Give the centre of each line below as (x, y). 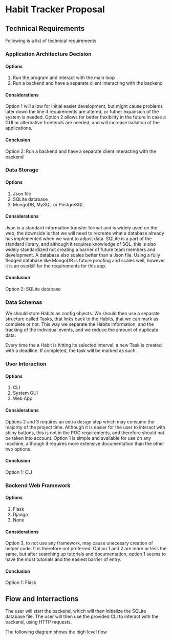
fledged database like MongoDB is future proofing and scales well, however (85, 260)
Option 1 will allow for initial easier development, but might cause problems (84, 106)
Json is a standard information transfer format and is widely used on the (81, 227)
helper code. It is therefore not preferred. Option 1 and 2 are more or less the (86, 549)
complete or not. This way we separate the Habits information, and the (80, 324)
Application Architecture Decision (48, 54)
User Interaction (26, 364)
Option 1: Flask (21, 583)
